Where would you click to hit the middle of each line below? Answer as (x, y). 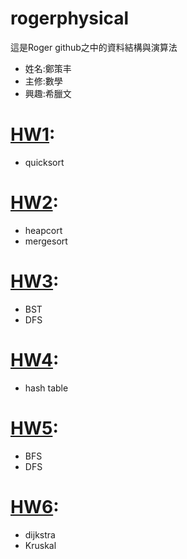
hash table (46, 388)
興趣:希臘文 (48, 93)
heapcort (43, 230)
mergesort (46, 241)
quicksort (44, 162)
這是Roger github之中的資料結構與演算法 (94, 47)
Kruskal (40, 545)
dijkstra (40, 534)
